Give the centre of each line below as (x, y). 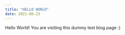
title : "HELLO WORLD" (27, 9)
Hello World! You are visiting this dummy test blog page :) (63, 27)
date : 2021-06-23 (23, 14)
